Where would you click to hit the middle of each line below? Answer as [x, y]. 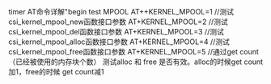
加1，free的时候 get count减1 [56, 72]
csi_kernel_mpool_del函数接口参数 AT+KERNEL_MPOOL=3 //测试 [116, 32]
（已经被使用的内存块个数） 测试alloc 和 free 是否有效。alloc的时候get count [136, 62]
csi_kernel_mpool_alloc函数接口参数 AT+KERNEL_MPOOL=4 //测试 [119, 42]
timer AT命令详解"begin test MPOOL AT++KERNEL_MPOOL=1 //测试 [121, 12]
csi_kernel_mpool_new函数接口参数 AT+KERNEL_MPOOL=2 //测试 [118, 22]
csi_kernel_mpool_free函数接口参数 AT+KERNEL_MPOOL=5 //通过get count [133, 52]
